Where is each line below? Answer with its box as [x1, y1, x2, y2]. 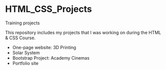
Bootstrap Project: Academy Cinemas [12, 55, 90, 61]
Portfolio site [12, 60, 39, 66]
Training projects [5, 20, 40, 26]
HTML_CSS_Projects [5, 3, 92, 15]
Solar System [12, 50, 40, 56]
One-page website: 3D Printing [12, 44, 76, 50]
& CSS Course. [5, 35, 36, 41]
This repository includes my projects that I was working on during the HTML [5, 29, 162, 35]
